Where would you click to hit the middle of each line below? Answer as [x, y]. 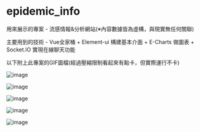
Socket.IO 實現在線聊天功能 [41, 50]
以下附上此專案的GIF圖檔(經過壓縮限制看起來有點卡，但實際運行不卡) [93, 62]
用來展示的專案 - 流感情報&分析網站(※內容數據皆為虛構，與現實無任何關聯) [100, 29]
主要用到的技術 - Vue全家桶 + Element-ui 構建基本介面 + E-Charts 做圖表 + [100, 42]
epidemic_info [43, 11]
